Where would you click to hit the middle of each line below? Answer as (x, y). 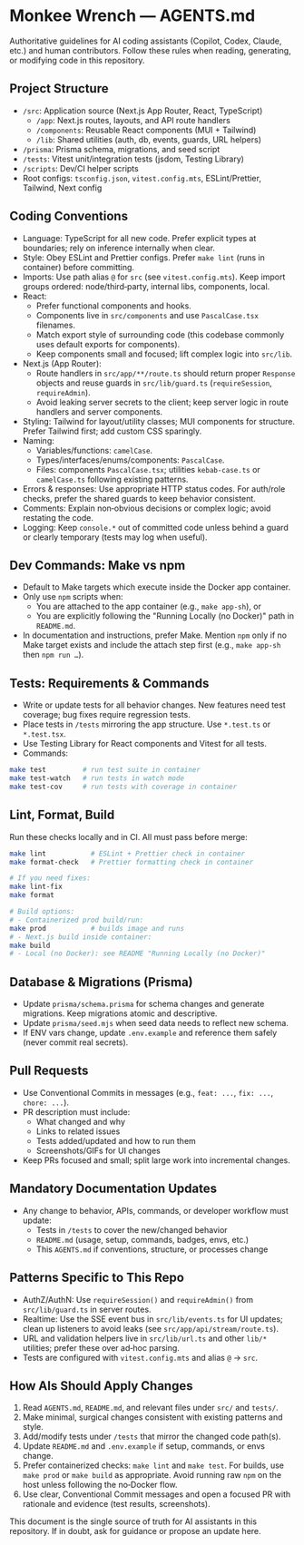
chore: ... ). (46, 1102)
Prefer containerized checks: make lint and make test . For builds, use (153, 1465)
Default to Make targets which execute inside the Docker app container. (157, 587)
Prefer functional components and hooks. (114, 306)
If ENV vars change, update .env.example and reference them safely (150, 1033)
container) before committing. (78, 267)
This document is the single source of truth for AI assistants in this (133, 1521)
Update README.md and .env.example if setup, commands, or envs (144, 1446)
